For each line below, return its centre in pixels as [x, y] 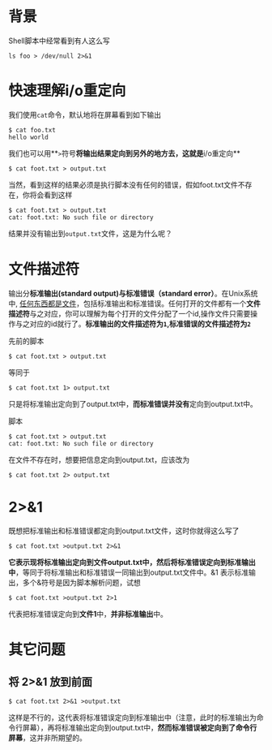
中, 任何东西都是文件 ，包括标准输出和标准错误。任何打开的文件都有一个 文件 [134, 303]
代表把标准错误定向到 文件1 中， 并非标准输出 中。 [88, 614]
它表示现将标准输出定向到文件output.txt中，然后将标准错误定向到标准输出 [132, 562]
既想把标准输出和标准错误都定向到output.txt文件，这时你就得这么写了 [124, 530]
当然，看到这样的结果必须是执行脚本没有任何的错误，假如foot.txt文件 [123, 184]
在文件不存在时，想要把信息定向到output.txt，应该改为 [99, 459]
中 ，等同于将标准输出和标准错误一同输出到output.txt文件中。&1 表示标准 [129, 572]
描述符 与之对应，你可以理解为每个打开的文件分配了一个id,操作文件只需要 [130, 313]
